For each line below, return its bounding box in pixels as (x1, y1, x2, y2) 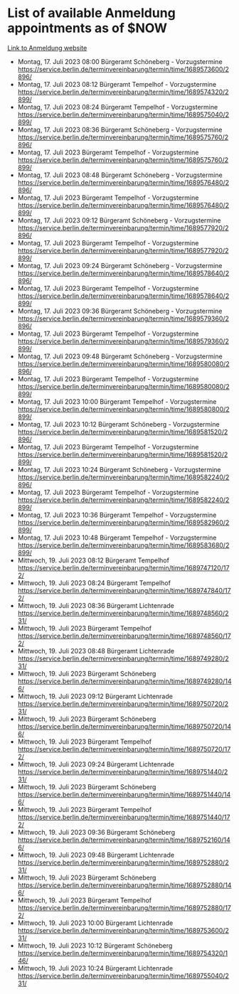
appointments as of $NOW (7, 20, 168, 36)
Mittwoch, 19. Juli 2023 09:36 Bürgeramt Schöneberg (17, 828, 176, 836)
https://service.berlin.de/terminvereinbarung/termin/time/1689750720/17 (17, 744, 231, 753)
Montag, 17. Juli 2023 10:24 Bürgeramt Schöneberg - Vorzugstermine (17, 465, 222, 474)
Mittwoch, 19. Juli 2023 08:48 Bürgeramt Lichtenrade (17, 646, 175, 655)
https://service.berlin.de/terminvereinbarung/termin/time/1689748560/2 (17, 609, 229, 617)
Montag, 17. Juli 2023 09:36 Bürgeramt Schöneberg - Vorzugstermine (17, 306, 223, 315)
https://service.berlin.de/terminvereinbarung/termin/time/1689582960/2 (17, 518, 230, 527)
